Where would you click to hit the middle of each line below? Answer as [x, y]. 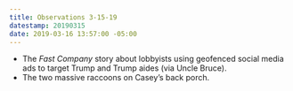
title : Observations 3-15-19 [63, 17]
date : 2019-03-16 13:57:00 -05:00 [73, 34]
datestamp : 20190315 [48, 26]
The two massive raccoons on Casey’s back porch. [116, 78]
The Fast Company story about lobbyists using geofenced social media [153, 59]
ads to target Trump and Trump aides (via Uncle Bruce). [124, 68]
